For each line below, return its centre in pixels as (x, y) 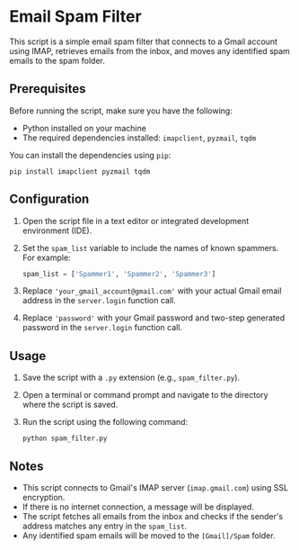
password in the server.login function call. (102, 328)
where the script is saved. (70, 405)
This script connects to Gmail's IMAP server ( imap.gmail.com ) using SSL (155, 488)
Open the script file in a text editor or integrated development (136, 221)
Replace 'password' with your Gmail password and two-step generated (154, 318)
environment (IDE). (57, 230)
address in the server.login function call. (99, 301)
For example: (46, 257)
